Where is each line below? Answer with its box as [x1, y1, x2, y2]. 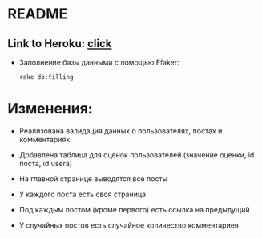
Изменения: [7, 100, 93, 118]
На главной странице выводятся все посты [18, 173, 168, 184]
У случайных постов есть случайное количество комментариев [18, 220, 240, 230]
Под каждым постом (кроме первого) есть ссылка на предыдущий [18, 204, 250, 214]
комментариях [18, 134, 71, 144]
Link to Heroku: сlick [7, 37, 112, 50]
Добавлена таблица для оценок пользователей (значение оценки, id [18, 149, 255, 160]
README [7, 5, 68, 23]
